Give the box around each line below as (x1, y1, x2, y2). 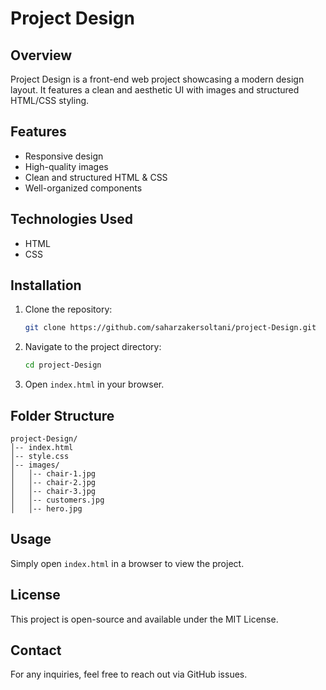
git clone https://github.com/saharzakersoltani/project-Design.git (24, 323, 317, 333)
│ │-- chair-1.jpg (10, 469, 97, 479)
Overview (10, 47, 73, 64)
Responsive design (24, 150, 104, 162)
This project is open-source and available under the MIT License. (10, 613, 279, 625)
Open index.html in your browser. (24, 378, 165, 391)
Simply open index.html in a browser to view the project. (10, 557, 245, 569)
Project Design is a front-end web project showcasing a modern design (10, 73, 305, 85)
